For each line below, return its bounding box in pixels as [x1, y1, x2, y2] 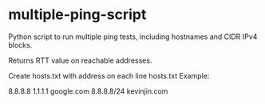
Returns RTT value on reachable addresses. [8, 56, 152, 65]
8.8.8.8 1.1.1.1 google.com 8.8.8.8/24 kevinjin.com [8, 86, 168, 96]
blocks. [8, 40, 33, 49]
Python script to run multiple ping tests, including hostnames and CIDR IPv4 [8, 32, 258, 41]
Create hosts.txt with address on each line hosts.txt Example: [8, 71, 210, 80]
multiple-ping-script [8, 6, 147, 24]
